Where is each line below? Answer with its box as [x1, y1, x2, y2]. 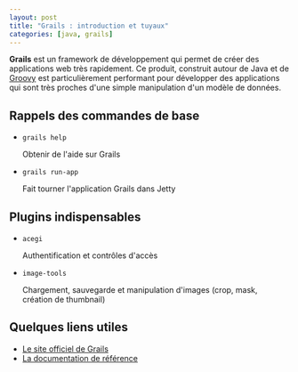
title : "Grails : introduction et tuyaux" [9, 21, 169, 30]
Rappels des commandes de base [9, 108, 200, 123]
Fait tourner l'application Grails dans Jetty [21, 183, 176, 194]
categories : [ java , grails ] [9, 29, 114, 38]
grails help [21, 133, 67, 142]
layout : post [9, 12, 58, 22]
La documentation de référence [21, 352, 138, 363]
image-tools [21, 269, 67, 278]
